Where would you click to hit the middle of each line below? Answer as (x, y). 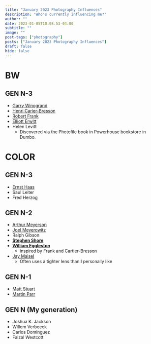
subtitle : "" (18, 28)
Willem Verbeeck (30, 327)
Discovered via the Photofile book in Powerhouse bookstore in (83, 132)
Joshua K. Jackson (31, 321)
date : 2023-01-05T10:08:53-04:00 (39, 23)
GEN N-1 (18, 277)
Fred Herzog (25, 197)
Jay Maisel (23, 256)
